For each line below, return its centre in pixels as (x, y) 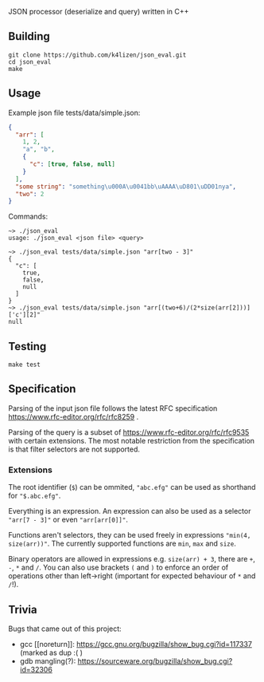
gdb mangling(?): (48, 660)
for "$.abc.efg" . (35, 496)
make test (25, 365)
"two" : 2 (30, 194)
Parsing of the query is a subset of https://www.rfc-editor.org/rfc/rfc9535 (129, 432)
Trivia (23, 609)
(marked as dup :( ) (51, 652)
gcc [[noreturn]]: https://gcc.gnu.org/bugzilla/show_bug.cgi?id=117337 (136, 644)
